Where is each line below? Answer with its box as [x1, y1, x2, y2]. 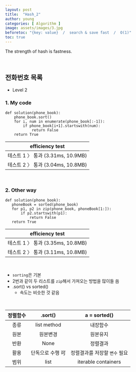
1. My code [5, 99, 32, 106]
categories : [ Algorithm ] [5, 21, 61, 26]
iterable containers [77, 359, 121, 366]
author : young [5, 16, 35, 21]
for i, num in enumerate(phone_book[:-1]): [14, 119, 105, 124]
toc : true [5, 35, 26, 40]
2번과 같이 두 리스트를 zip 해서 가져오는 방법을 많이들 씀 [12, 278, 120, 284]
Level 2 [12, 87, 28, 93]
